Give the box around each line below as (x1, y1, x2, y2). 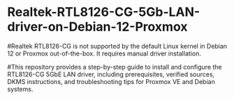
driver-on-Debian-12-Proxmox (7, 19, 188, 35)
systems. (7, 85, 34, 93)
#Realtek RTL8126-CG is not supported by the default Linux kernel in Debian (7, 42, 228, 50)
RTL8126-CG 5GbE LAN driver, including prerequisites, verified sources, (7, 70, 215, 78)
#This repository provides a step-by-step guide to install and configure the (7, 62, 222, 71)
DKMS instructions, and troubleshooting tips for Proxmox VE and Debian (7, 77, 215, 85)
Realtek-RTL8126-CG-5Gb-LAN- (7, 4, 200, 20)
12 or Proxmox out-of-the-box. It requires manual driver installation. (7, 49, 201, 58)
